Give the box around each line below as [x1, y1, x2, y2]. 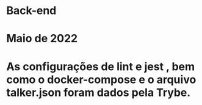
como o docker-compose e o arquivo [6, 73, 197, 86]
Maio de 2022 [6, 32, 78, 46]
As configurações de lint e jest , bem [6, 59, 195, 73]
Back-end [6, 4, 57, 18]
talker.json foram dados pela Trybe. [6, 85, 191, 100]
